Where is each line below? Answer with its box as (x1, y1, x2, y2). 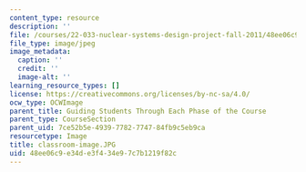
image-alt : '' (17, 73, 71, 82)
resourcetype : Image (9, 132, 88, 141)
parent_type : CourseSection (9, 115, 117, 124)
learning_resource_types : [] (9, 81, 120, 90)
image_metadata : (9, 47, 71, 56)
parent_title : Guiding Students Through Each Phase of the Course (9, 106, 267, 116)
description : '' (9, 22, 71, 31)
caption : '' (17, 56, 64, 65)
